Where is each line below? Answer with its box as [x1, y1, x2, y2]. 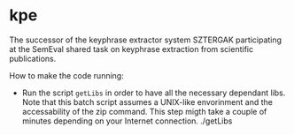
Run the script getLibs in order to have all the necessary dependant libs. [21, 87, 286, 98]
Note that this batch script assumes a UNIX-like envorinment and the [21, 96, 273, 107]
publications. [9, 53, 57, 64]
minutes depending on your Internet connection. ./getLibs [21, 116, 233, 126]
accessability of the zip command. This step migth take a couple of [21, 106, 267, 116]
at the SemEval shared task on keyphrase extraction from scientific [9, 43, 254, 54]
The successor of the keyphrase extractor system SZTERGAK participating [9, 34, 282, 45]
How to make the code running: [9, 70, 124, 80]
